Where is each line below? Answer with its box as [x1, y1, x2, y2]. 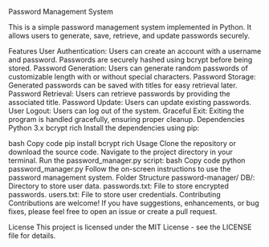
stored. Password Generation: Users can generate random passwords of [8, 63, 249, 73]
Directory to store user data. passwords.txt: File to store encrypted [8, 181, 229, 191]
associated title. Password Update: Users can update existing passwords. [8, 98, 251, 107]
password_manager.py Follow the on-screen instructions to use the [8, 164, 231, 173]
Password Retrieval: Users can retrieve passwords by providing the [8, 89, 230, 99]
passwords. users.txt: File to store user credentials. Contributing [8, 190, 221, 199]
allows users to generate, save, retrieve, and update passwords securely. [8, 31, 251, 40]
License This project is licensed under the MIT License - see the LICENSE [8, 222, 252, 232]
